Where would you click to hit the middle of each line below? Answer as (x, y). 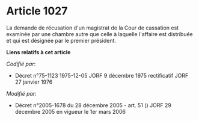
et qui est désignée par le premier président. (61, 40)
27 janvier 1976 (34, 82)
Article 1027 (37, 11)
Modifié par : (22, 93)
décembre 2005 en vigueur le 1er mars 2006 (70, 111)
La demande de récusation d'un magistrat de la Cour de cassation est (93, 28)
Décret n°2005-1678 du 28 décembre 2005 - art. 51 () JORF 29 (93, 105)
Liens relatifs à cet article (38, 52)
